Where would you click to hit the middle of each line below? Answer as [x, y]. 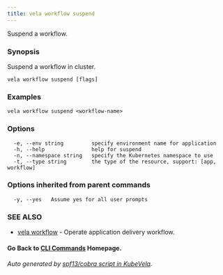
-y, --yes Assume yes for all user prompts [81, 199]
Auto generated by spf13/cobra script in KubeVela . [80, 264]
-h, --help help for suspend [77, 149]
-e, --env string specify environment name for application [115, 143]
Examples [24, 97]
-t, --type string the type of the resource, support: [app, [115, 162]
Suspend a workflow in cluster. [52, 66]
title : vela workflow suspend [51, 14]
